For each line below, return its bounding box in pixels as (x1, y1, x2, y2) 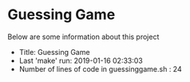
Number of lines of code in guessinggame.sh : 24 (18, 64, 182, 73)
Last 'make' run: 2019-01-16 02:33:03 (18, 56, 143, 65)
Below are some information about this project (7, 32, 160, 41)
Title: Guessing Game (18, 47, 90, 57)
